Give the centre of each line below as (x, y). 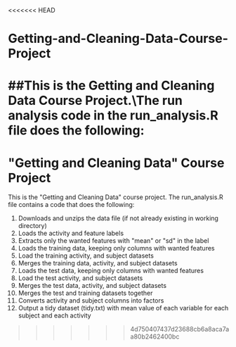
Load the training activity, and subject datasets (86, 255)
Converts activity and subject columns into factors (91, 301)
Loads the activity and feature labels (71, 233)
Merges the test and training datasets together (85, 293)
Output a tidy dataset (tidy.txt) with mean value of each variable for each (123, 308)
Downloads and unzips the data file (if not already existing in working (118, 218)
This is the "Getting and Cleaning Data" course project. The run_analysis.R (116, 197)
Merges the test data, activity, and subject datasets (92, 286)
